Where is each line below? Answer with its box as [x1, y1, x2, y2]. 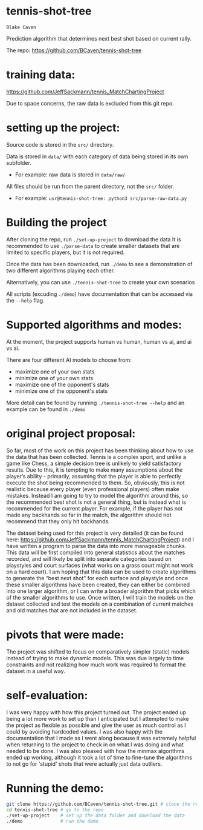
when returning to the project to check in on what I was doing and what [6, 741, 184, 748]
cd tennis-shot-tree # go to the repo [6, 807, 104, 813]
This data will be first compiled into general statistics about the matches [6, 549, 185, 556]
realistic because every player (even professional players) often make [6, 485, 179, 492]
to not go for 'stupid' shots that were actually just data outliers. [6, 760, 163, 768]
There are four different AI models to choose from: [6, 356, 132, 363]
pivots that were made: [6, 628, 124, 641]
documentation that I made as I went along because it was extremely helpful [6, 734, 196, 741]
